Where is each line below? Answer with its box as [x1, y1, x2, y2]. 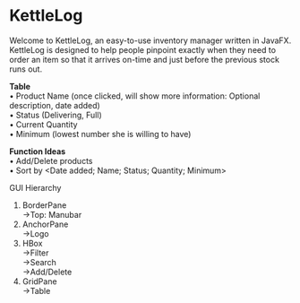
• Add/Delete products [9, 155, 93, 166]
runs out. [9, 64, 43, 74]
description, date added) [9, 100, 100, 110]
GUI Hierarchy [9, 182, 62, 193]
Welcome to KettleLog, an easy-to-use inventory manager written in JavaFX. [9, 35, 292, 46]
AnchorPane [21, 219, 69, 229]
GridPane [21, 275, 57, 287]
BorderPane [21, 199, 67, 211]
